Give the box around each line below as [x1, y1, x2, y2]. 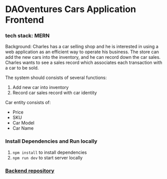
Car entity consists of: [5, 100, 51, 106]
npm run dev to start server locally [12, 154, 83, 160]
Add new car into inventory [12, 84, 69, 91]
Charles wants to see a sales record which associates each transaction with [5, 59, 162, 66]
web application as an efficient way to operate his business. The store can [5, 49, 159, 55]
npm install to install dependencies [12, 149, 87, 155]
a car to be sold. [5, 65, 39, 71]
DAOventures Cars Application [5, 4, 136, 15]
